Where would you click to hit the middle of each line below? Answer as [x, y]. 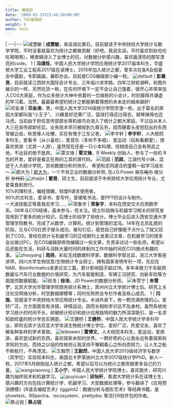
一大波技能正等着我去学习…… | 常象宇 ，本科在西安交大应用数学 [82, 204]
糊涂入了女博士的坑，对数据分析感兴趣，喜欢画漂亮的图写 [99, 57]
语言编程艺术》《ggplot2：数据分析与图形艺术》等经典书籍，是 [94, 390]
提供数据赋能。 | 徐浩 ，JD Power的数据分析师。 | [79, 281]
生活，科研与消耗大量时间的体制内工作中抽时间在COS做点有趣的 [91, 249]
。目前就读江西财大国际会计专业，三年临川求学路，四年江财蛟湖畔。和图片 [88, 83]
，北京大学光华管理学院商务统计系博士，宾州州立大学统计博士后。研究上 [86, 287]
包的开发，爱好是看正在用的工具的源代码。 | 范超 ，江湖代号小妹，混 [84, 160]
